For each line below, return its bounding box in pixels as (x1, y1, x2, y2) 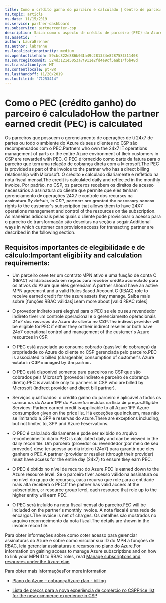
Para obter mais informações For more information (5, 568, 107, 574)
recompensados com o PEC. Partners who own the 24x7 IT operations (5, 145, 147, 151)
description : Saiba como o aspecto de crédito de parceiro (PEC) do (5, 30, 149, 35)
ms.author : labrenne (5, 44, 48, 49)
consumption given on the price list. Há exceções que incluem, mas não (12, 410, 159, 416)
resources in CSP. (12, 334, 49, 340)
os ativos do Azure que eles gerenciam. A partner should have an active (12, 282, 158, 288)
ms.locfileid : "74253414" (5, 76, 58, 81)
